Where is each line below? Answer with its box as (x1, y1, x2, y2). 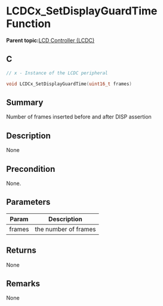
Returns (6, 246, 37, 256)
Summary (6, 97, 44, 107)
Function (6, 17, 51, 31)
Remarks (6, 278, 41, 289)
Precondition (6, 163, 56, 174)
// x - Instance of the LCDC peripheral (6, 70, 109, 76)
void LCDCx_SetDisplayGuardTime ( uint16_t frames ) (6, 81, 133, 87)
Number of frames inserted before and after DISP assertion (6, 113, 152, 120)
